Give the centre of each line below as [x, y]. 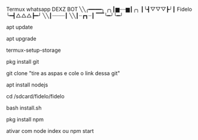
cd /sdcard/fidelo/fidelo [35, 96]
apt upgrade [22, 38]
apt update [19, 27]
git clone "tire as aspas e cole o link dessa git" [63, 73]
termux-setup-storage [33, 50]
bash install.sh [24, 108]
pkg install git [23, 62]
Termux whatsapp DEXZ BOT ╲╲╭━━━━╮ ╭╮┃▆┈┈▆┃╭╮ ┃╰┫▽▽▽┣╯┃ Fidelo [99, 9]
